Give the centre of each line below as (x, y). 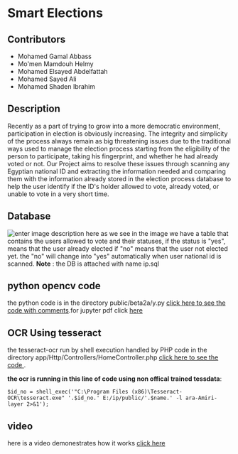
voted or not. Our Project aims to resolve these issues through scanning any (119, 163)
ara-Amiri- (201, 398)
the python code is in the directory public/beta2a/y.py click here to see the (117, 303)
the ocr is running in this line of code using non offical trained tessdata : (115, 379)
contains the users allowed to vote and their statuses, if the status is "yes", (117, 241)
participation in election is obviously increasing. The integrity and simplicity (118, 134)
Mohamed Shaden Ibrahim (56, 86)
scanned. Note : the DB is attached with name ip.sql (83, 264)
